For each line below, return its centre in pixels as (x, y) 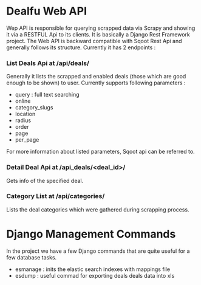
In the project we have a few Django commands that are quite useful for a (98, 251)
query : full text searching (47, 95)
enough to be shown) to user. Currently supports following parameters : (96, 83)
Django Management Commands (91, 234)
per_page (27, 140)
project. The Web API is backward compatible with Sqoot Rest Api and (94, 41)
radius (23, 120)
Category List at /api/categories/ (56, 196)
